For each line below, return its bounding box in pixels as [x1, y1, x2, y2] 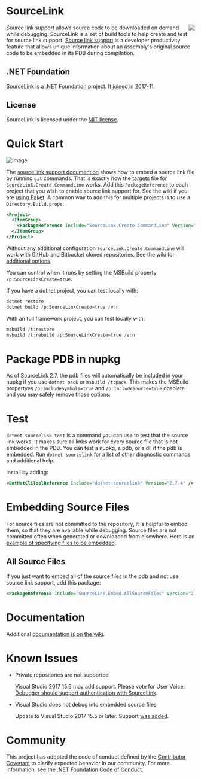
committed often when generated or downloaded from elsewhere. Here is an [6, 533, 195, 540]
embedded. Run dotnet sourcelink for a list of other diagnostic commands [6, 451, 191, 458]
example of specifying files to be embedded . [6, 540, 117, 547]
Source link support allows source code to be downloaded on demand [6, 24, 179, 31]
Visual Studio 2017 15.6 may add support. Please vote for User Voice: [14, 683, 185, 690]
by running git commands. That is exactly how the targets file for [6, 175, 167, 182]
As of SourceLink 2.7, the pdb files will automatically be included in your [6, 372, 184, 379]
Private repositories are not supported [14, 671, 109, 678]
